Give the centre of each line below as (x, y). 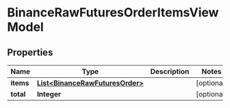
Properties (30, 52)
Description (170, 71)
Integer (49, 94)
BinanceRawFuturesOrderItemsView (113, 13)
